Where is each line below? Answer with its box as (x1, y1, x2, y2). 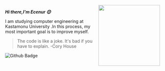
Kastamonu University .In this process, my (5, 24, 91, 29)
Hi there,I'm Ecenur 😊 (5, 9, 51, 15)
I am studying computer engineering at (5, 18, 84, 24)
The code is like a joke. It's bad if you (17, 38, 93, 44)
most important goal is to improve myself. (5, 29, 89, 35)
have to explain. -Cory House (17, 43, 77, 49)
